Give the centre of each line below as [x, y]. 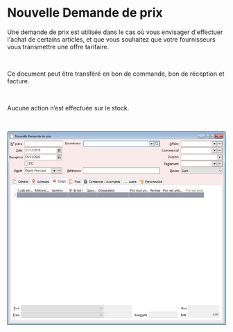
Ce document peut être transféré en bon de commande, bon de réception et [116, 74]
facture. [18, 81]
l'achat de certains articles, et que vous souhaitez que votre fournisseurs [112, 39]
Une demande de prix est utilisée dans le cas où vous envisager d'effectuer [115, 32]
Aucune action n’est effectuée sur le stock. [68, 108]
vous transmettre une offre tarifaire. [58, 47]
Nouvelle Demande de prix [85, 13]
